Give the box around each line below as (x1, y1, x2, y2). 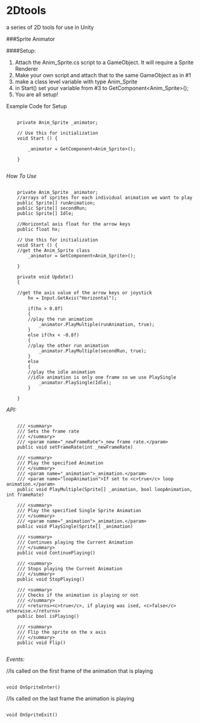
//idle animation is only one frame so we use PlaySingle (28, 374, 177, 381)
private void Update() (17, 274, 74, 280)
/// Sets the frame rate (17, 428, 80, 434)
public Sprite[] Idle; (17, 210, 74, 216)
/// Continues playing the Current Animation (17, 539, 134, 545)
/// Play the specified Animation (17, 460, 104, 466)
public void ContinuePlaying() (17, 550, 96, 556)
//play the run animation (28, 316, 93, 322)
